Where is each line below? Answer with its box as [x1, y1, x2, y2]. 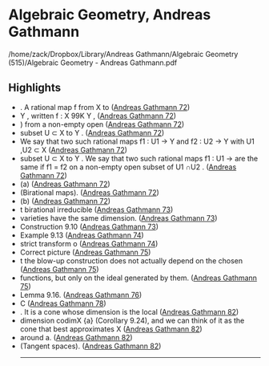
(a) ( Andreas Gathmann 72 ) [19, 179, 110, 189]
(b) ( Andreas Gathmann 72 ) [19, 196, 110, 205]
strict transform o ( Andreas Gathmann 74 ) [19, 238, 159, 248]
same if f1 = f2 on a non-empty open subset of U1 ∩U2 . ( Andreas [19, 162, 237, 172]
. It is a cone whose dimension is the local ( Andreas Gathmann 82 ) [19, 307, 239, 316]
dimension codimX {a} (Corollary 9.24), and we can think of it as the [19, 315, 245, 325]
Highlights [8, 81, 62, 95]
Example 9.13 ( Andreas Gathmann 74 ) [19, 230, 144, 240]
